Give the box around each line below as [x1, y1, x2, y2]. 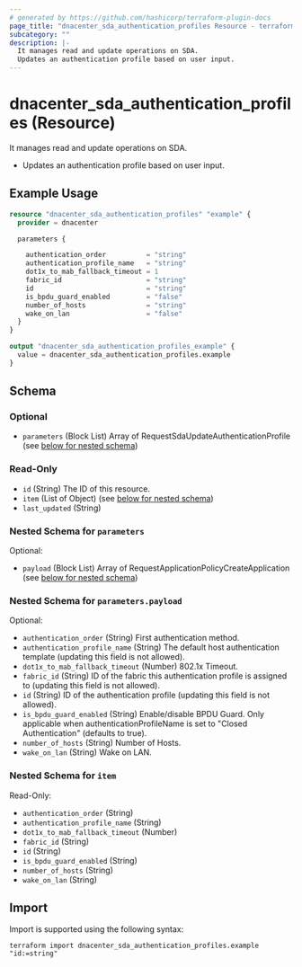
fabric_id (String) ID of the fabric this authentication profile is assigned [22, 670, 288, 681]
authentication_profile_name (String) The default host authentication [22, 642, 280, 652]
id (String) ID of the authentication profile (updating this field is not [22, 689, 271, 701]
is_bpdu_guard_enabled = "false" [25, 292, 182, 301]
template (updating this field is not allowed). [22, 652, 186, 662]
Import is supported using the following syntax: [9, 924, 184, 935]
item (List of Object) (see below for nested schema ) [22, 492, 214, 503]
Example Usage [9, 186, 99, 201]
